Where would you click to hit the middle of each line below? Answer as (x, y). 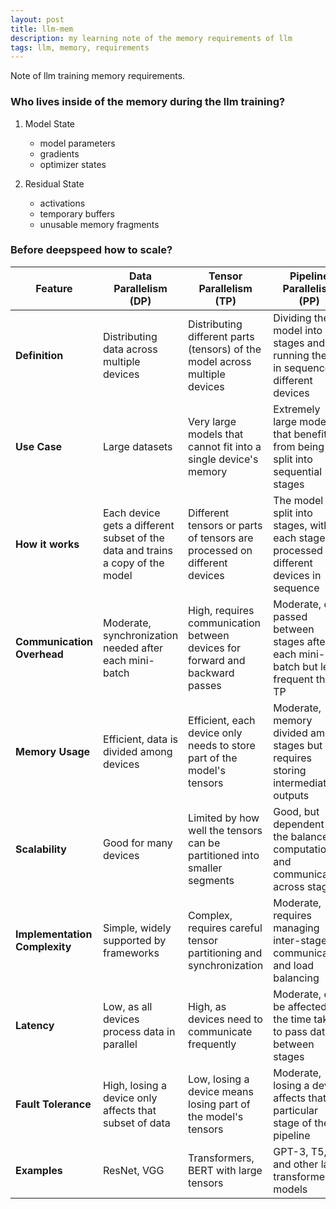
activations (62, 203)
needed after (133, 648)
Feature (54, 288)
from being (299, 446)
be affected (300, 1006)
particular (296, 1110)
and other (296, 1164)
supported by (134, 940)
